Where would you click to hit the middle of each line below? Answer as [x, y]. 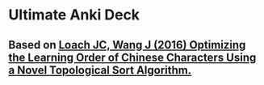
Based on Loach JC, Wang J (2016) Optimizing [127, 45]
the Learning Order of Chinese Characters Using [132, 57]
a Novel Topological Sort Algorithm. [100, 70]
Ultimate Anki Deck [74, 15]
